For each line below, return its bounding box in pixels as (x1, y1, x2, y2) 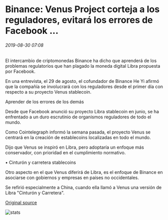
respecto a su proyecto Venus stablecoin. (5, 89, 92, 95)
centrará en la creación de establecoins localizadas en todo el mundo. (5, 135, 151, 141)
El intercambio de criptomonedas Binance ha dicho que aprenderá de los (5, 58, 157, 64)
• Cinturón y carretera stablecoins (5, 159, 76, 165)
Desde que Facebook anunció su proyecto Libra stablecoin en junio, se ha (5, 109, 159, 115)
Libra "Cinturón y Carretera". (5, 190, 65, 196)
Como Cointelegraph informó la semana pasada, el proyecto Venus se (5, 129, 151, 135)
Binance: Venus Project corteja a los (5, 4, 160, 15)
